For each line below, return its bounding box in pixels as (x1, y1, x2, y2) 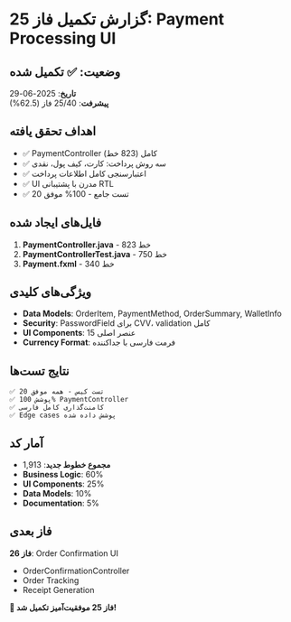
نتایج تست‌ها (9, 363, 70, 378)
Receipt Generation (22, 584, 95, 595)
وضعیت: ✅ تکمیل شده (9, 64, 121, 79)
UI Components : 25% (22, 478, 105, 489)
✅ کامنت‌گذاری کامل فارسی (9, 403, 105, 413)
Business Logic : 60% (22, 469, 104, 480)
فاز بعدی (9, 524, 52, 539)
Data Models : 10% (22, 488, 92, 499)
